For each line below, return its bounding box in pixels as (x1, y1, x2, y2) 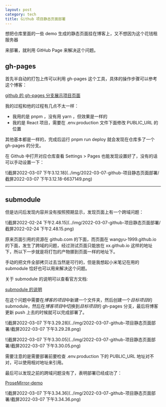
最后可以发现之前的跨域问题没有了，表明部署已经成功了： (5, 370, 122, 376)
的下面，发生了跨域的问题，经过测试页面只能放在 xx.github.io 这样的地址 (5, 243, 153, 248)
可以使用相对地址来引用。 (13, 359, 66, 365)
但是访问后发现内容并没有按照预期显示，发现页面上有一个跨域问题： (5, 209, 144, 215)
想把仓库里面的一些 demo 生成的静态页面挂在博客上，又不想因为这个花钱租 (5, 31, 158, 37)
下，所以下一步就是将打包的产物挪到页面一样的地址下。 (5, 249, 118, 254)
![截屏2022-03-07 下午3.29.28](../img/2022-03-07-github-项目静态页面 (5, 320, 152, 326)
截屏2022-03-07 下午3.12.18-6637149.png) (5, 176, 92, 182)
